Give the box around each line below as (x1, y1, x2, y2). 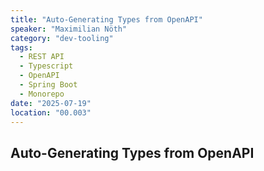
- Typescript (19, 61, 74, 71)
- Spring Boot (19, 80, 78, 90)
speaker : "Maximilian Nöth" (10, 24, 128, 34)
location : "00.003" (10, 107, 92, 118)
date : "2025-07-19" (10, 98, 92, 108)
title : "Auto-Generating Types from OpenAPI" (10, 14, 203, 25)
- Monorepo (19, 89, 65, 99)
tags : (10, 42, 33, 53)
